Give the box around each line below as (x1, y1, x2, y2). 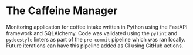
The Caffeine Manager (6, 4, 118, 18)
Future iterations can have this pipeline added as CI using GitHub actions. (6, 42, 184, 49)
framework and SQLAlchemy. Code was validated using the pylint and (6, 29, 178, 36)
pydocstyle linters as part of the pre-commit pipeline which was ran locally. (6, 36, 186, 43)
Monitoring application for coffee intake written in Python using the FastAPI (6, 23, 188, 30)
